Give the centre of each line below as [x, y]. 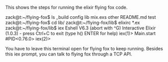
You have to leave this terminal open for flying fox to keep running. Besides [84, 49]
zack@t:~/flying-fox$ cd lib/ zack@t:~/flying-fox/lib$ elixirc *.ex [73, 23]
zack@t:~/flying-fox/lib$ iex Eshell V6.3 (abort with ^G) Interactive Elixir [80, 28]
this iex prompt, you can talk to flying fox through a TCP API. [69, 54]
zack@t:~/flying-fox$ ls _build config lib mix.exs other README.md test [81, 17]
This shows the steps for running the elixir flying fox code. [66, 7]
